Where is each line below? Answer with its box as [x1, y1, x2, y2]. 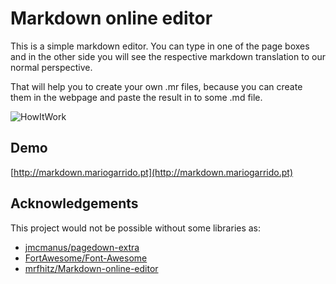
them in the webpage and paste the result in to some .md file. [10, 91, 263, 103]
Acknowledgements [10, 195, 139, 212]
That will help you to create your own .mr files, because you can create [10, 80, 303, 92]
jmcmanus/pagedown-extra [24, 241, 140, 253]
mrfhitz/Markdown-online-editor [24, 262, 159, 274]
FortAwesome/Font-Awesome [24, 252, 148, 264]
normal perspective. [10, 61, 93, 73]
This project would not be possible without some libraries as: [10, 222, 262, 234]
